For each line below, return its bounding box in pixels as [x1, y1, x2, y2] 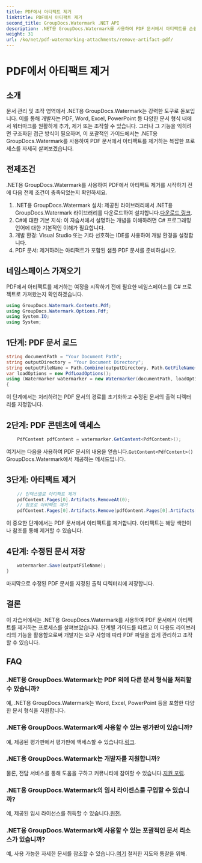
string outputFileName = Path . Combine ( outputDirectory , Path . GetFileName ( [6, 365, 198, 371]
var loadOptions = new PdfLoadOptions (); [6, 370, 112, 376]
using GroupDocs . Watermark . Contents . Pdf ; [6, 302, 112, 308]
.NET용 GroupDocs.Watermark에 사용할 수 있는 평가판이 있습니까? [6, 724, 193, 732]
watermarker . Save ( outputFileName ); [17, 563, 106, 569]
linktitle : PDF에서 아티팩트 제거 [6, 14, 83, 20]
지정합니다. [17, 401, 44, 408]
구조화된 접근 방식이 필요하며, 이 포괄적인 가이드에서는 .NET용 [12, 130, 158, 137]
